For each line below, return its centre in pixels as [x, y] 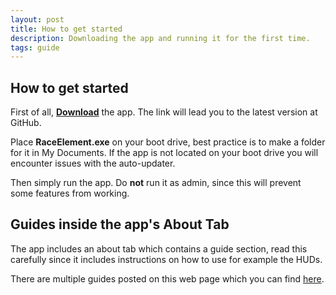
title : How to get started [66, 29]
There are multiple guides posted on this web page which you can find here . [167, 278]
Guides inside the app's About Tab [120, 224]
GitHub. [26, 123]
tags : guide [35, 47]
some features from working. [70, 193]
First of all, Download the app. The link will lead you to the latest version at [164, 112]
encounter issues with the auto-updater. [93, 163]
